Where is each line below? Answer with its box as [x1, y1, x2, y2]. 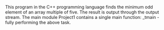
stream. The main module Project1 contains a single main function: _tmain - [5, 15, 160, 20]
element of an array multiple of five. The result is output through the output [5, 9, 160, 15]
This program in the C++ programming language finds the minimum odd [5, 4, 153, 10]
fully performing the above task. [5, 19, 71, 25]
